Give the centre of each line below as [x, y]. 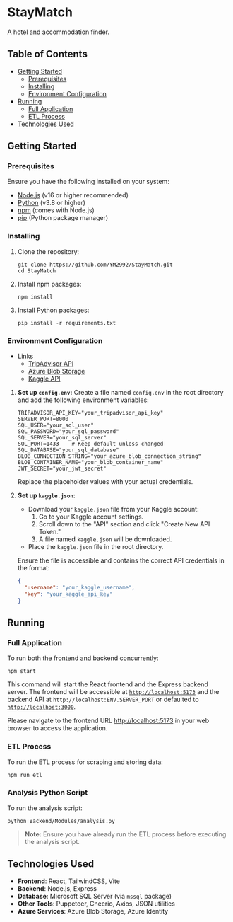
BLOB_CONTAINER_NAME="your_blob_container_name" [90, 463]
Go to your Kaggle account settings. [91, 517]
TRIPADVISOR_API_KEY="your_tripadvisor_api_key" [90, 413]
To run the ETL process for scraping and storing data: [85, 762]
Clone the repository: [48, 251]
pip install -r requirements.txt [67, 323]
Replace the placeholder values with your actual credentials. [105, 482]
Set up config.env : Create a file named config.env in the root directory [120, 393]
